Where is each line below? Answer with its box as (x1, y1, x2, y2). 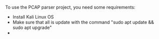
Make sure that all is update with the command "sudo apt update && (12, 19, 154, 25)
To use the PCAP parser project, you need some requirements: (5, 4, 135, 10)
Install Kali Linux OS (12, 14, 54, 19)
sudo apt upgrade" (12, 24, 52, 30)
